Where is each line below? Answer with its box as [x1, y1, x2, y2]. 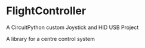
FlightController [6, 4, 87, 18]
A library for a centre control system [6, 35, 95, 42]
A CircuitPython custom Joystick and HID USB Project [6, 24, 139, 31]
